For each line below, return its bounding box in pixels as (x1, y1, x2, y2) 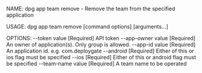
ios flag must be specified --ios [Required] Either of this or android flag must (6, 54, 197, 60)
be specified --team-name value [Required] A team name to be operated (6, 60, 187, 67)
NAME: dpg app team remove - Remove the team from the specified (6, 5, 175, 12)
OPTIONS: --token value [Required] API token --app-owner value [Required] (6, 35, 196, 41)
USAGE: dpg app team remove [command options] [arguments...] (6, 23, 169, 30)
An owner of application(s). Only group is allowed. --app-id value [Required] (6, 41, 196, 48)
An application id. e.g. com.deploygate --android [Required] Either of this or (6, 47, 194, 54)
